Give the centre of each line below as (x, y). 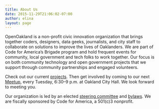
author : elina (19, 18)
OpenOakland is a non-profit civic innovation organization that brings (74, 37)
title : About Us (21, 9)
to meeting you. (21, 87)
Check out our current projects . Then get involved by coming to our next (77, 77)
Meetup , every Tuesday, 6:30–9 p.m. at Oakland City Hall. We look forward (79, 82)
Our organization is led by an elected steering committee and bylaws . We (78, 96)
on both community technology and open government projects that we (76, 62)
